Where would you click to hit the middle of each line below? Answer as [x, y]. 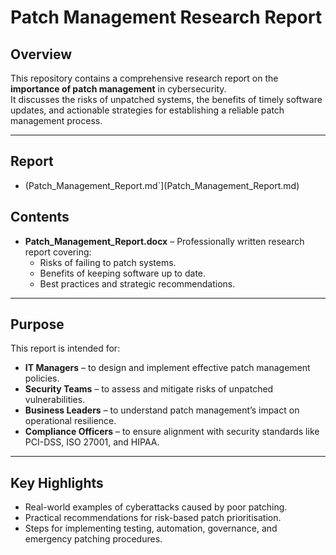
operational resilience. [70, 421]
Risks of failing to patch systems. [108, 262]
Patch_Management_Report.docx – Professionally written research [164, 241]
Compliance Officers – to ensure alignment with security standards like [172, 432]
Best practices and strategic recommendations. [137, 283]
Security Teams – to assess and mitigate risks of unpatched [149, 389]
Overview [41, 54]
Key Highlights [57, 482]
